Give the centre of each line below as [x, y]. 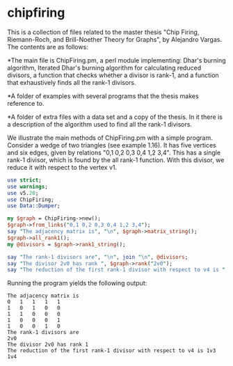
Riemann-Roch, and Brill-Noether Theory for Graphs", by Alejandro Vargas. [115, 39]
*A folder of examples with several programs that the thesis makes [103, 96]
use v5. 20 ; [23, 193]
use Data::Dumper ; [34, 206]
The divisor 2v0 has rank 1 [48, 345]
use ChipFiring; [31, 200]
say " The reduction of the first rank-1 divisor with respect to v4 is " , [118, 270]
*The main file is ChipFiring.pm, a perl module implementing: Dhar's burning [116, 60]
